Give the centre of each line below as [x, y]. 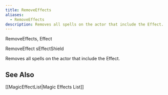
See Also [20, 75]
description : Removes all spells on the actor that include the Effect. [85, 24]
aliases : [15, 15]
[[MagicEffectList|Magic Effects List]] [45, 87]
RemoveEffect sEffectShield [35, 49]
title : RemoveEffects [28, 10]
